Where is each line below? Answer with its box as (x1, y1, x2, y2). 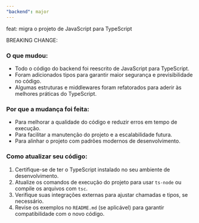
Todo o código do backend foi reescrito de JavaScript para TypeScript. (14, 65, 189, 72)
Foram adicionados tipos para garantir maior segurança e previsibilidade (14, 71, 193, 78)
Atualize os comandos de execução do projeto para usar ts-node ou (14, 178, 182, 186)
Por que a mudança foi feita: (6, 105, 89, 113)
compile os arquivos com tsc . (14, 185, 88, 192)
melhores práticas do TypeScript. (14, 90, 97, 97)
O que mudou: (6, 51, 48, 59)
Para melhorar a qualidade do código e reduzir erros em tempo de (14, 118, 178, 125)
